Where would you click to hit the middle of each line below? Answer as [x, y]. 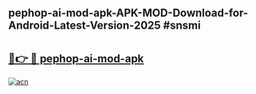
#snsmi [182, 26]
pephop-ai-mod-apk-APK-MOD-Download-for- [128, 13]
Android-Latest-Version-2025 [85, 26]
